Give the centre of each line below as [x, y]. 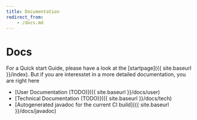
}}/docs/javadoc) [35, 111]
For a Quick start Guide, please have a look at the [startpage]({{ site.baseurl [99, 68]
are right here [23, 81]
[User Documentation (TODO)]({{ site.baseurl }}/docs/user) [87, 92]
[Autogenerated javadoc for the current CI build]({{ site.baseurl [92, 105]
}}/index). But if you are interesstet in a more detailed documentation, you [96, 74]
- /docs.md [30, 22]
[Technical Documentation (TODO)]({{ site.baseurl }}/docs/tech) [93, 99]
